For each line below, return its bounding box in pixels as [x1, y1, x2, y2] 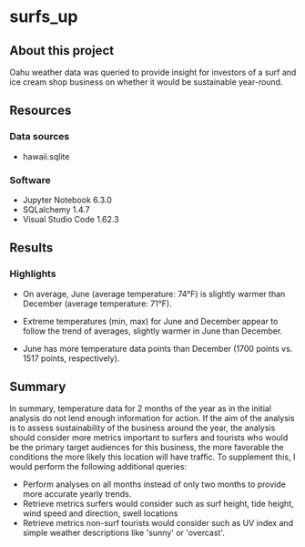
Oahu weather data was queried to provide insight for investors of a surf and [9, 67, 297, 77]
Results [9, 240, 54, 256]
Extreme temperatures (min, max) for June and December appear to [22, 315, 279, 326]
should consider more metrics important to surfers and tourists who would [9, 432, 289, 443]
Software [9, 173, 52, 186]
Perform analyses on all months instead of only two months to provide [22, 479, 287, 490]
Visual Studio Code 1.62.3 [22, 213, 120, 224]
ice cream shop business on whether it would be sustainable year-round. [9, 77, 283, 88]
